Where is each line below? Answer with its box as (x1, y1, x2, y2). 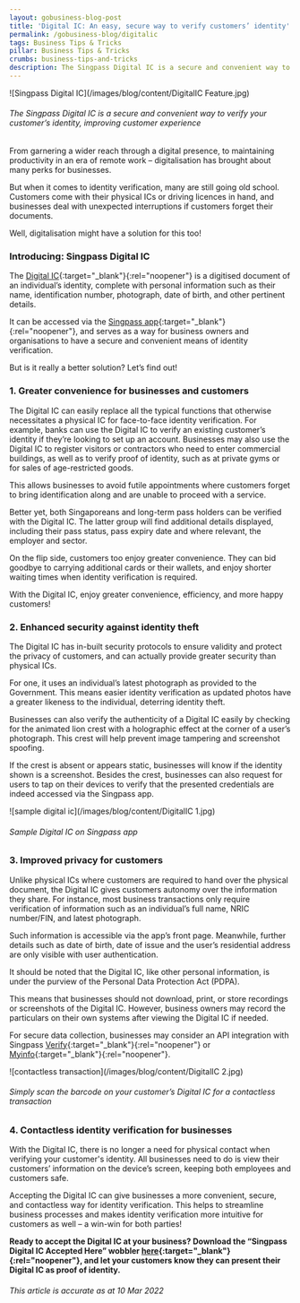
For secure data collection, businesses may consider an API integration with (9, 1030, 289, 1040)
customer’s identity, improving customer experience (9, 117, 201, 128)
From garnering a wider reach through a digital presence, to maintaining (9, 145, 275, 157)
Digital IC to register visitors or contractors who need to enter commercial (9, 443, 281, 453)
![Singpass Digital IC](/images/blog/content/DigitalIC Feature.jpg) (9, 87, 250, 99)
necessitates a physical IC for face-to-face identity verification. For (9, 414, 257, 426)
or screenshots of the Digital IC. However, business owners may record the (9, 1003, 287, 1014)
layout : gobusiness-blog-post (9, 13, 123, 22)
